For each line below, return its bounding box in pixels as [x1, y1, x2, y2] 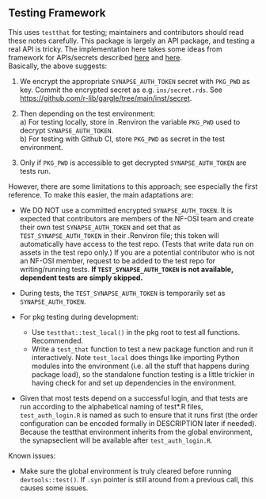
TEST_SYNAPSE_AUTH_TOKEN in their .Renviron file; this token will [19, 230, 219, 240]
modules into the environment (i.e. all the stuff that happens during [31, 361, 249, 370]
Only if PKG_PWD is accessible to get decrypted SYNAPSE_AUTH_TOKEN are [19, 158, 247, 167]
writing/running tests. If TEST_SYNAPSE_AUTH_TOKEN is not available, [19, 264, 234, 274]
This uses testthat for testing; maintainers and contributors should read [8, 27, 244, 36]
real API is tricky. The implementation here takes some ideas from [8, 44, 223, 54]
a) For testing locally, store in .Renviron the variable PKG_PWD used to [19, 117, 241, 126]
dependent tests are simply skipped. [19, 273, 143, 282]
